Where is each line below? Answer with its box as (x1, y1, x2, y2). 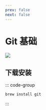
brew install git (5, 92, 41, 97)
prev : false (5, 7, 30, 13)
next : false (5, 12, 30, 17)
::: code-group (5, 82, 35, 88)
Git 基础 (5, 35, 37, 47)
